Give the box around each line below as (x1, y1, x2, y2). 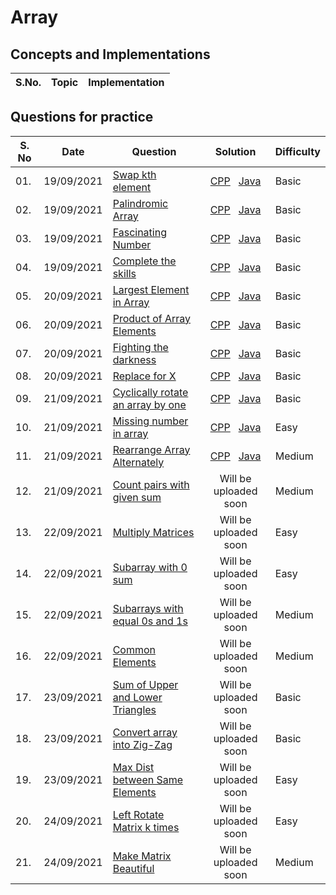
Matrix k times (112, 820, 180, 834)
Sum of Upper (112, 677, 179, 691)
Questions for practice (10, 109, 154, 126)
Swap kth (112, 167, 157, 181)
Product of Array (112, 311, 192, 325)
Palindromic (112, 196, 169, 210)
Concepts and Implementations (10, 46, 211, 63)
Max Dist (112, 760, 155, 774)
